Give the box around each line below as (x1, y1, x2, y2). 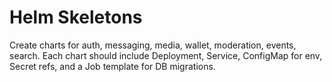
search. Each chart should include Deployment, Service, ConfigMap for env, (9, 49, 323, 61)
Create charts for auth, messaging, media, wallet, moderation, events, (9, 39, 297, 51)
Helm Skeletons (9, 6, 143, 29)
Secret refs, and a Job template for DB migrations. (9, 60, 216, 72)
